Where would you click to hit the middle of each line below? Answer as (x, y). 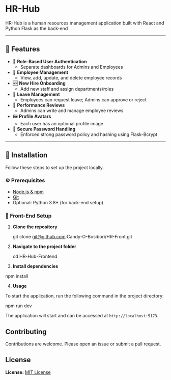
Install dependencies (35, 266)
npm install (17, 276)
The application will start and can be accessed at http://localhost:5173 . (82, 316)
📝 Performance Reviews (39, 105)
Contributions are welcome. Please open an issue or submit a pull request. (83, 344)
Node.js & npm (28, 192)
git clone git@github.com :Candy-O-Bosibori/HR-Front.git (72, 237)
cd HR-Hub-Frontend (35, 256)
